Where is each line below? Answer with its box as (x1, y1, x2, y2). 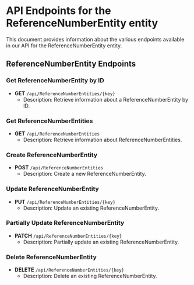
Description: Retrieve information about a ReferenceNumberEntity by (23, 96, 188, 103)
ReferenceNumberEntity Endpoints (6, 59, 136, 69)
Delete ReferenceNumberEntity (6, 253, 97, 261)
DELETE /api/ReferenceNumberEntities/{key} (14, 266, 125, 273)
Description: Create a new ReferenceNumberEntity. (23, 171, 147, 178)
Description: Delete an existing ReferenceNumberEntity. (23, 273, 157, 280)
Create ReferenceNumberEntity (6, 151, 98, 159)
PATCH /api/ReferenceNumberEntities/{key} (14, 232, 122, 239)
